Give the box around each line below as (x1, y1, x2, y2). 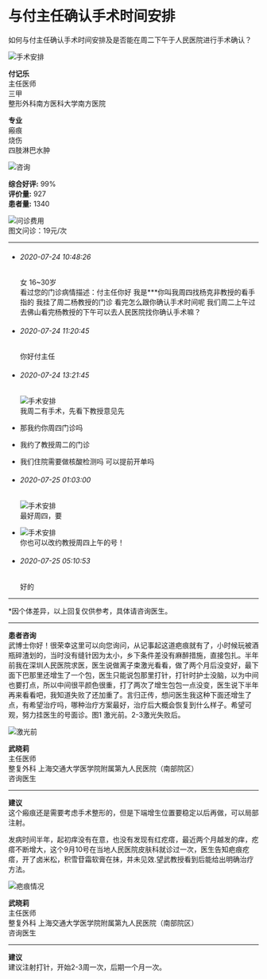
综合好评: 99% (8, 179, 56, 188)
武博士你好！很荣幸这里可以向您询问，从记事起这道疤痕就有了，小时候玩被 (8, 640, 252, 650)
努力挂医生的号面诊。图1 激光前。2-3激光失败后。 (21, 710, 185, 719)
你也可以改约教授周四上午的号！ (19, 537, 125, 547)
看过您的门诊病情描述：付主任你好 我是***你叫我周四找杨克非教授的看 (19, 288, 249, 297)
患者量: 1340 (8, 199, 50, 208)
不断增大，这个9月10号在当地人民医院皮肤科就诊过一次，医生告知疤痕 (14, 844, 243, 854)
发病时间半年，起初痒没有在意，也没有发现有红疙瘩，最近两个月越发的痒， (8, 834, 252, 844)
